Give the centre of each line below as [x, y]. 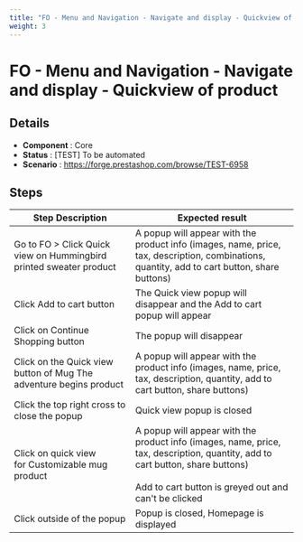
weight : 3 [28, 26]
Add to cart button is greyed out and [211, 487]
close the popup [48, 416]
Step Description [70, 218]
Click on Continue [52, 331]
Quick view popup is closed [193, 410]
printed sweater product [65, 267]
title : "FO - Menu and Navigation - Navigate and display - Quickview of [151, 18]
